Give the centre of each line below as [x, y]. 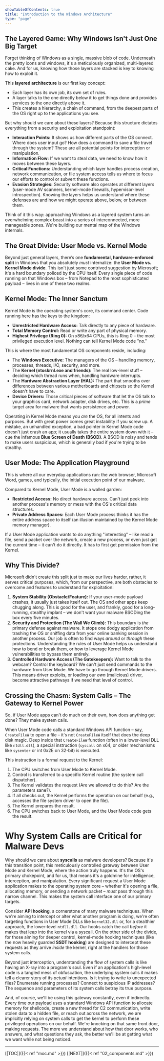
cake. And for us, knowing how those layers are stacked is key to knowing [79, 69]
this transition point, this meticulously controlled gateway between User [77, 865]
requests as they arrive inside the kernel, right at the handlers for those [76, 947]
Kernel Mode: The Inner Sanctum [56, 299]
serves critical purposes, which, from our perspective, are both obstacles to [81, 582]
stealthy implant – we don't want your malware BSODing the [90, 613]
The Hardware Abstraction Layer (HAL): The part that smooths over [81, 380]
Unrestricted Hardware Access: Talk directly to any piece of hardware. [84, 325]
